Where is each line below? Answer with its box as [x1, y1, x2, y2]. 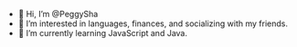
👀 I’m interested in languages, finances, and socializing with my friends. [17, 18, 288, 29]
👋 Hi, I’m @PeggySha [17, 9, 99, 19]
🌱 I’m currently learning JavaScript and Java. [17, 28, 187, 38]
